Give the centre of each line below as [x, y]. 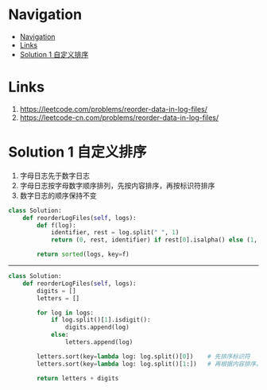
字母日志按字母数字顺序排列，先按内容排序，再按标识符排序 [117, 185]
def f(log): [57, 225]
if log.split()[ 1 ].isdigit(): [101, 320]
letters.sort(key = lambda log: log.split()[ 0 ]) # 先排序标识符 [143, 356]
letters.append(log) [99, 342]
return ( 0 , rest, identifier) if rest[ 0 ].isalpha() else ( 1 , [154, 240]
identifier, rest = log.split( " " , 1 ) [115, 233]
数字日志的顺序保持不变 [58, 195]
